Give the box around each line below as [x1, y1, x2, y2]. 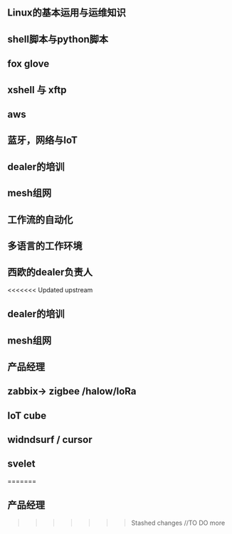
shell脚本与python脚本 [7, 33, 109, 45]
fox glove [7, 58, 50, 70]
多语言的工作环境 [7, 240, 83, 252]
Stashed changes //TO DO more [131, 518, 226, 527]
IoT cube [7, 410, 47, 422]
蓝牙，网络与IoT [7, 134, 78, 146]
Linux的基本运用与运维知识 [7, 6, 126, 19]
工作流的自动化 [7, 213, 73, 225]
